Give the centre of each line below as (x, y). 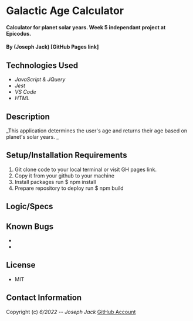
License (21, 265)
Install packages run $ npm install (55, 182)
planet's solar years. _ (33, 137)
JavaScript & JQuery (40, 80)
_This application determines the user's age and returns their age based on (97, 131)
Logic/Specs (30, 206)
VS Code (25, 92)
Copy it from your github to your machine (64, 175)
